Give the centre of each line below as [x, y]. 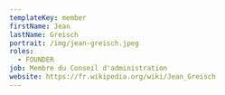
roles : [22, 52]
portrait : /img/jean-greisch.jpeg [75, 43]
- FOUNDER [36, 60]
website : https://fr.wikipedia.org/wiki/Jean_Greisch [113, 77]
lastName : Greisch [44, 34]
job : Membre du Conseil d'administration [89, 69]
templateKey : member [48, 18]
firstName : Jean [40, 26]
